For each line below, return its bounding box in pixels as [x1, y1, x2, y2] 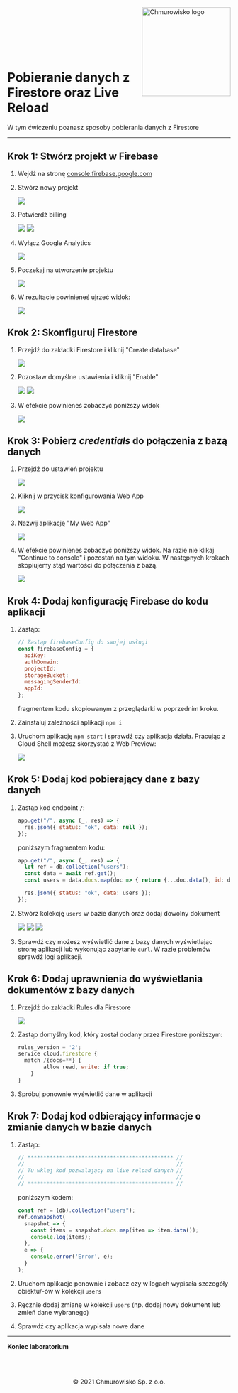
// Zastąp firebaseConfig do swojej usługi [17, 639, 149, 646]
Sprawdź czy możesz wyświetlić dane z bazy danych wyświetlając [17, 937, 213, 945]
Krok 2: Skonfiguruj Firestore [7, 327, 138, 339]
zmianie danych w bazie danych [7, 1122, 152, 1134]
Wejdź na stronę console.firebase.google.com [17, 169, 152, 178]
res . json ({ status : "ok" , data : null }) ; [24, 823, 149, 830]
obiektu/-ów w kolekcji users [17, 1286, 102, 1295]
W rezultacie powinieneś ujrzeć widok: [17, 293, 131, 301]
